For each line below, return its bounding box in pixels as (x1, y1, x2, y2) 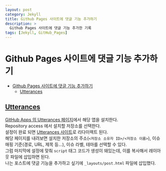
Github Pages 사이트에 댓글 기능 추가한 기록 (9, 26, 92, 31)
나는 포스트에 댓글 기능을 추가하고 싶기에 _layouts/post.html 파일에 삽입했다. (5, 160, 156, 166)
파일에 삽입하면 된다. (10, 154, 51, 160)
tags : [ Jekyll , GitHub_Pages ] (5, 30, 68, 35)
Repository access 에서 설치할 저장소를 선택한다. (5, 122, 101, 129)
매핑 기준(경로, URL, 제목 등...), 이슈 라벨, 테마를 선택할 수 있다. (5, 141, 127, 147)
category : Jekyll (5, 12, 41, 17)
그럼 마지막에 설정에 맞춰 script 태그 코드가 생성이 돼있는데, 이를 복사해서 (5, 147, 148, 154)
